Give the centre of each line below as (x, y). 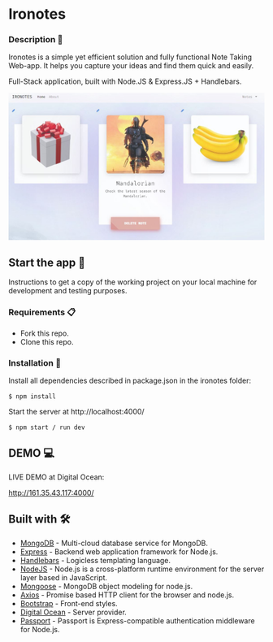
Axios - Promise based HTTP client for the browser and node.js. (127, 595)
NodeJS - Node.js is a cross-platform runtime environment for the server (142, 569)
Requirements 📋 (42, 312)
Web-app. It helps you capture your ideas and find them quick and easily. (131, 66)
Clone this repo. (47, 341)
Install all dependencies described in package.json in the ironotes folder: (130, 381)
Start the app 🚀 (47, 263)
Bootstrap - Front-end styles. (69, 603)
